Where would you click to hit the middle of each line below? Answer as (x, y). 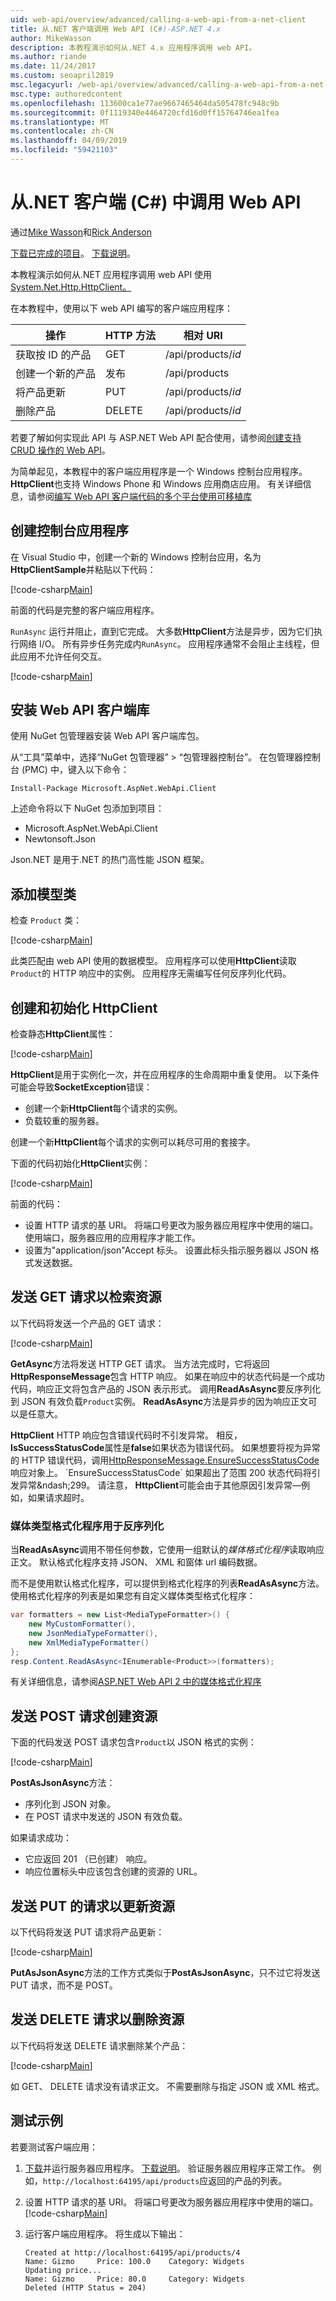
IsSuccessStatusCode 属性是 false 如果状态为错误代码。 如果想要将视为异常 (165, 1447)
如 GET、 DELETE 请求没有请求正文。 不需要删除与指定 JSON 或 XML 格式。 (167, 2086)
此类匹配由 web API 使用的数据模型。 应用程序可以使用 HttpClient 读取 (153, 961)
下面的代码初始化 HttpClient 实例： (80, 1163)
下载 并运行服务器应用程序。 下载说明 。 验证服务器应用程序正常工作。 (167, 2168)
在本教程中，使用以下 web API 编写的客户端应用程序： (122, 308)
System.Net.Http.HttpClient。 (71, 287)
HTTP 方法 (130, 335)
